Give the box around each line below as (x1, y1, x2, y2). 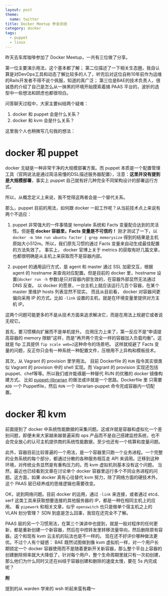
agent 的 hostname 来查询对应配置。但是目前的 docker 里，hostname (12, 269, 156, 275)
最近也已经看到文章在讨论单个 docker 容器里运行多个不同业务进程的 (13, 468, 153, 474)
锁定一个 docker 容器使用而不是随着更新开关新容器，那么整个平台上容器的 (9, 545, 162, 551)
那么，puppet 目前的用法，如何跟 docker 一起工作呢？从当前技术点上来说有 (5, 204, 161, 210)
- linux (9, 40, 26, 45)
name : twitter (9, 16, 39, 21)
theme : (5, 12, 19, 17)
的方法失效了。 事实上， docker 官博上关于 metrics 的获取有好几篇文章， (12, 246, 162, 252)
